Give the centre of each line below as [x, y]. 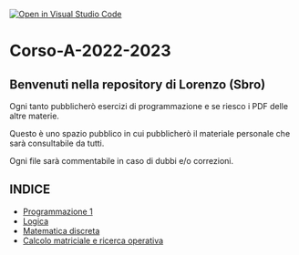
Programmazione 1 [57, 211]
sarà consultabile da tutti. [57, 143]
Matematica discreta [61, 230]
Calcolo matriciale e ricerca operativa [93, 240]
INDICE [30, 190]
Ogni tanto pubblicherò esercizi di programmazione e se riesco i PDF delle [149, 106]
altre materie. [34, 116]
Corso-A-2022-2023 [90, 51]
